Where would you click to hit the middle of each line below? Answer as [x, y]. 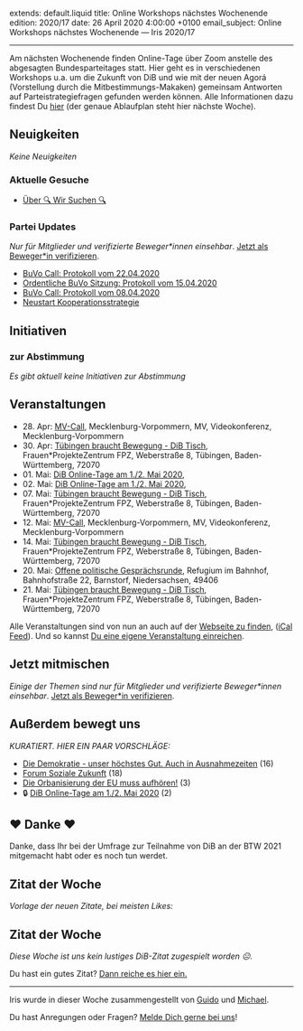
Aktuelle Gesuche [50, 180]
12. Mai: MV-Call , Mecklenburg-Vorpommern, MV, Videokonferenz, [146, 522]
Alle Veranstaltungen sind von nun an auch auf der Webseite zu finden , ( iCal [151, 626]
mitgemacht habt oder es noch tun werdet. [89, 856]
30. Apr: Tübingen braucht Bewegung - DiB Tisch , [115, 445]
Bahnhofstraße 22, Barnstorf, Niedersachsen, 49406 [120, 580]
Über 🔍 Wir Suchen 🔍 [64, 200]
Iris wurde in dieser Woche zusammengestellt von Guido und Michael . [139, 999]
